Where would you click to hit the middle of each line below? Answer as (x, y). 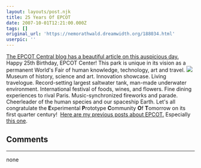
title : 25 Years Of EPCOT (38, 17)
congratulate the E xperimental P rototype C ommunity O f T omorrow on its (96, 108)
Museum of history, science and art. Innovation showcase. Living (86, 76)
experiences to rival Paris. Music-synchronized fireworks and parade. (92, 95)
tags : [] (17, 28)
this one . (17, 121)
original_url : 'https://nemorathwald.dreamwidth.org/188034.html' (91, 34)
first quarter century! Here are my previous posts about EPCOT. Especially (98, 114)
